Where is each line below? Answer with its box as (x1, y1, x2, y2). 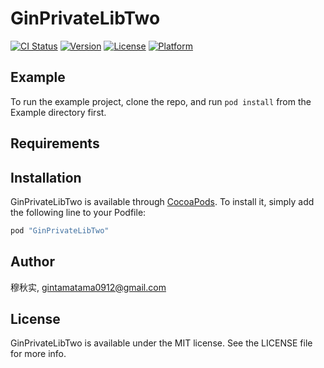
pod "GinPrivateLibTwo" (10, 225, 110, 236)
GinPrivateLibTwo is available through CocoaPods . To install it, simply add (10, 195, 315, 207)
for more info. (10, 348, 67, 360)
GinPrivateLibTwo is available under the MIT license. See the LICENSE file (10, 337, 313, 349)
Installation (10, 169, 82, 186)
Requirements (10, 135, 100, 152)
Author (10, 253, 55, 271)
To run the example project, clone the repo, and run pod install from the (10, 95, 312, 107)
